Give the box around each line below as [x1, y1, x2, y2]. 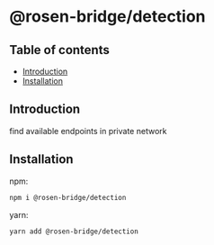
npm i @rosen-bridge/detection [9, 193, 127, 202]
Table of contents [9, 42, 110, 58]
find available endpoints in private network [9, 125, 167, 136]
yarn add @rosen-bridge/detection [9, 227, 139, 236]
